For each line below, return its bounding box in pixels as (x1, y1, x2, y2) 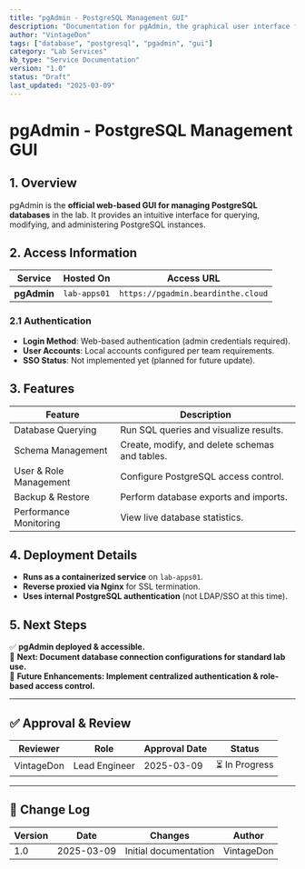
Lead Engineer (73, 760, 135, 773)
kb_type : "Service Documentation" (9, 55, 141, 65)
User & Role (14, 464, 64, 477)
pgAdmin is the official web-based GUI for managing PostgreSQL (9, 199, 259, 210)
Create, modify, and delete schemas (120, 438, 275, 451)
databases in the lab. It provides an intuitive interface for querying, (9, 209, 261, 220)
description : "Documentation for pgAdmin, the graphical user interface (9, 22, 290, 31)
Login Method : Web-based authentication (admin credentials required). (22, 335, 290, 346)
